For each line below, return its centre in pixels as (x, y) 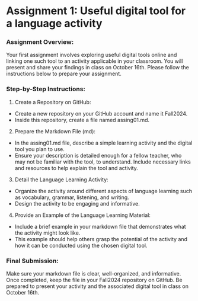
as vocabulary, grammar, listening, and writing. (72, 197)
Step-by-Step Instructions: (46, 89)
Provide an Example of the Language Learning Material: (83, 215)
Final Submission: (33, 261)
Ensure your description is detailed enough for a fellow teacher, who (98, 155)
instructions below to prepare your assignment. (64, 74)
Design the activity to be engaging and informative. (77, 203)
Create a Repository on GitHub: (53, 102)
